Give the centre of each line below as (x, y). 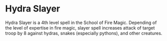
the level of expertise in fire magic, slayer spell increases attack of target (80, 27)
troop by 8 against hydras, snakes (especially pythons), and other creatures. (84, 33)
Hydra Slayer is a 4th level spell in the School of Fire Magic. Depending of (81, 22)
